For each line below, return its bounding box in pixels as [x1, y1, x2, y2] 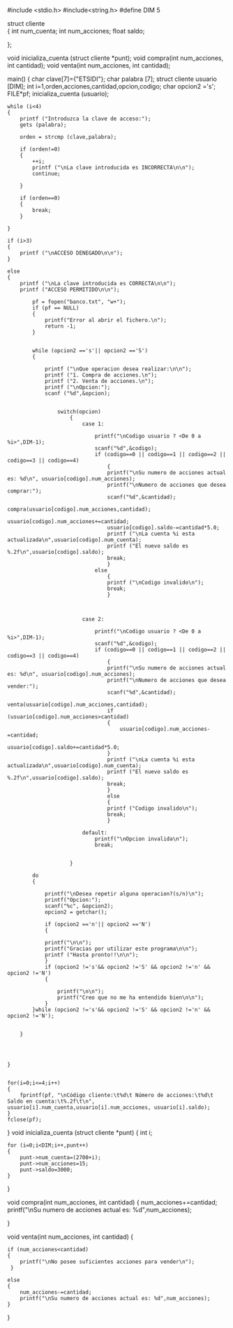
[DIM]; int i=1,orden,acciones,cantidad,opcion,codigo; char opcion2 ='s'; [7, 82, 216, 90]
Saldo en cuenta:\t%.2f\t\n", [7, 1098, 96, 1105]
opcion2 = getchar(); [44, 909, 108, 916]
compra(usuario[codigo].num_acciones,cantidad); [7, 506, 151, 513]
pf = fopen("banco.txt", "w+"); [32, 299, 127, 305]
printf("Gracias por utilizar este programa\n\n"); [44, 945, 198, 952]
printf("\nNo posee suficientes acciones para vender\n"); [20, 1258, 195, 1265]
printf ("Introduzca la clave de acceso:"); [20, 115, 151, 122]
